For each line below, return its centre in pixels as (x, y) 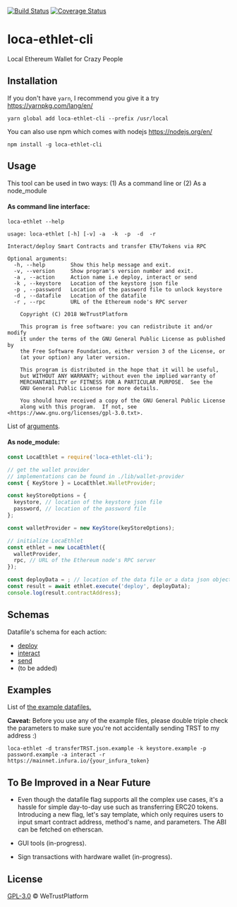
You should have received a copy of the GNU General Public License (123, 401)
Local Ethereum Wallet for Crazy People (65, 59)
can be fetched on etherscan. (60, 829)
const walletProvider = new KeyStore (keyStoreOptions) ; (91, 528)
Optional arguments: (38, 258)
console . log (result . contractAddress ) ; (64, 592)
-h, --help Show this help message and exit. (93, 264)
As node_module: (34, 442)
